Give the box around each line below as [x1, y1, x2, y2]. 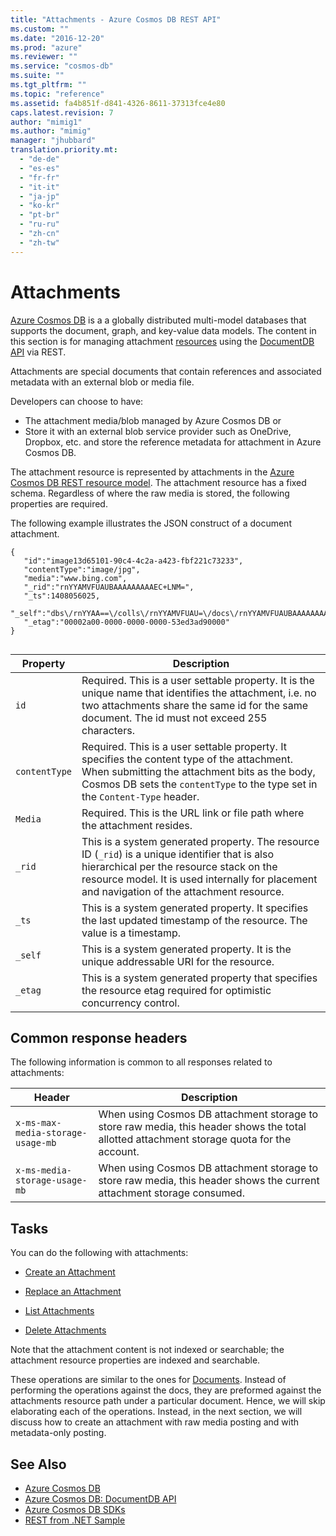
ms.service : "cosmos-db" [10, 61, 114, 71]
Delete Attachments [24, 1324, 107, 1336]
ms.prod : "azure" [10, 42, 83, 53]
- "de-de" [19, 154, 60, 164]
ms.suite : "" [10, 71, 65, 81]
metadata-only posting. [10, 1427, 107, 1439]
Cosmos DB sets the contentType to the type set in [81, 777, 318, 791]
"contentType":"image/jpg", [23, 564, 141, 575]
